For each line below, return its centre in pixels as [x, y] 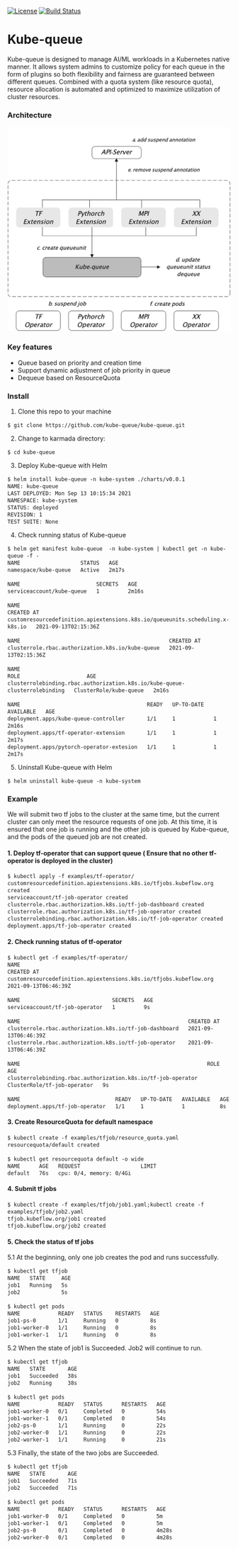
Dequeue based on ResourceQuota [69, 377]
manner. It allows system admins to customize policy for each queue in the [116, 67]
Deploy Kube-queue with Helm [62, 465]
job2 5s [38, 1292]
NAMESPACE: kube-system [42, 500]
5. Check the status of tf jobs [51, 1241]
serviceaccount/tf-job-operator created [68, 898]
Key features [30, 347]
